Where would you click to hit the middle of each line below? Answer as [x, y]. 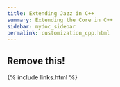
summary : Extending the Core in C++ [60, 20]
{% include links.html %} [42, 77]
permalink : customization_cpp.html [59, 33]
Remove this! [36, 60]
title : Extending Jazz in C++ [51, 13]
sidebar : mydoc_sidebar [42, 26]
